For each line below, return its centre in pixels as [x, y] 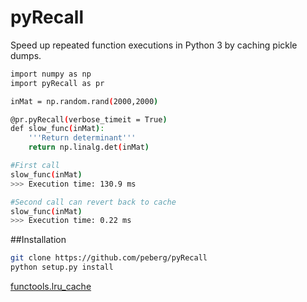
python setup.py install [62, 267]
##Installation [38, 240]
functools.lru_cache [51, 287]
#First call [35, 166]
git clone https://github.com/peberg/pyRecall [109, 258]
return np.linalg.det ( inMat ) [89, 147]
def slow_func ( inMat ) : [57, 129]
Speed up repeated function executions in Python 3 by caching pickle [154, 45]
